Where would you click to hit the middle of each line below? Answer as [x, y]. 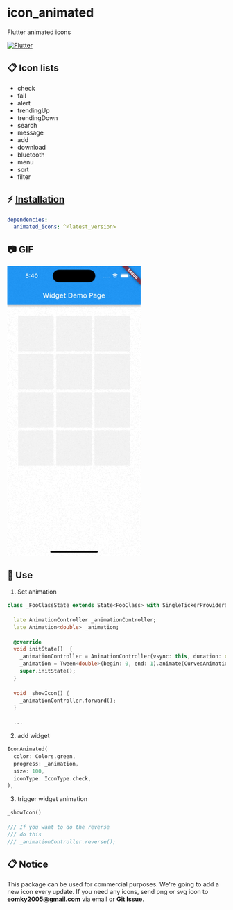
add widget [33, 736]
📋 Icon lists [33, 68]
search [27, 125]
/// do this [24, 834]
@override [27, 642]
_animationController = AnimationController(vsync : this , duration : [121, 657]
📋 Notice [28, 865]
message [30, 132]
